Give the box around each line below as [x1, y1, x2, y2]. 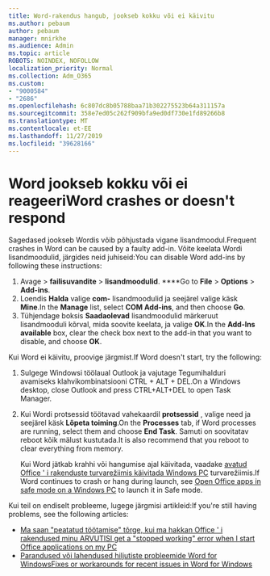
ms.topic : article [8, 49, 70, 57]
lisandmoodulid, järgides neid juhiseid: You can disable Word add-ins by [8, 252, 246, 263]
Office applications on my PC [19, 542, 118, 552]
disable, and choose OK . [19, 337, 102, 347]
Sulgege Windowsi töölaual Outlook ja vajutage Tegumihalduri [19, 368, 226, 378]
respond [8, 208, 66, 227]
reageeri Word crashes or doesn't [8, 191, 235, 210]
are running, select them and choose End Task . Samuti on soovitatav [19, 427, 249, 436]
